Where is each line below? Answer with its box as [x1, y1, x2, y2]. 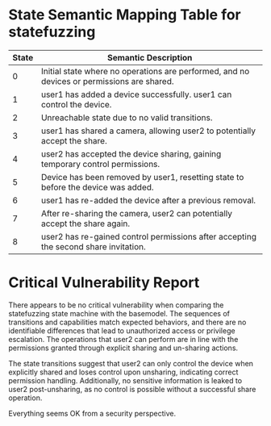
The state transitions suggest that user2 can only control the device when [8, 358, 254, 368]
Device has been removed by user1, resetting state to [40, 171, 244, 182]
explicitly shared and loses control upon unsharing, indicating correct [8, 367, 239, 377]
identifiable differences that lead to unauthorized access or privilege [8, 325, 236, 336]
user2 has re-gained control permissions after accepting [40, 231, 256, 242]
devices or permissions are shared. [40, 75, 175, 86]
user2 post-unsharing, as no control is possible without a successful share [8, 384, 256, 394]
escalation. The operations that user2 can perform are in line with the [8, 334, 239, 344]
